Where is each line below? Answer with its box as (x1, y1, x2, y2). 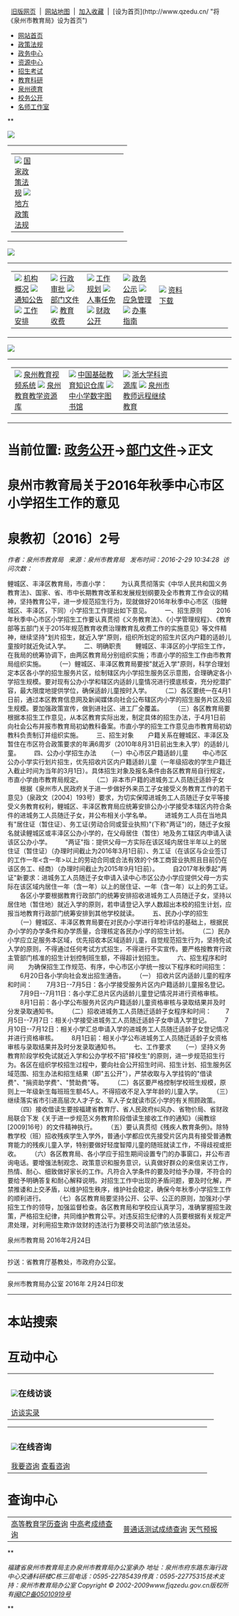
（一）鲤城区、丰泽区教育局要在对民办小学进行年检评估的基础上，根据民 (19, 918, 229, 926)
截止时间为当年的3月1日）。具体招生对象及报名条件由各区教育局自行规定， (13, 767, 229, 775)
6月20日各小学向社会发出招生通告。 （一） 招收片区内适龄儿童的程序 (19, 971, 231, 980)
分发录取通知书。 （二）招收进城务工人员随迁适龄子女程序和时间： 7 (7, 1007, 230, 1015)
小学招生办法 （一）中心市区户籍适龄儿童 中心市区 (58, 749, 228, 757)
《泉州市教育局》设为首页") (7, 16, 87, 24)
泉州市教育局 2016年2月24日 (7, 1236, 91, 1245)
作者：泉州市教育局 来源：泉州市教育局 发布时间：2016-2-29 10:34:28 (7, 556, 220, 564)
